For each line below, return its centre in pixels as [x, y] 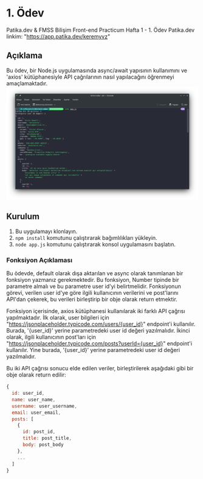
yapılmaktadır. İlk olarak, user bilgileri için [58, 318]
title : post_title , [47, 438]
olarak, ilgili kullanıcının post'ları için [51, 337]
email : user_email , [36, 412]
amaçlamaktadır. [27, 83]
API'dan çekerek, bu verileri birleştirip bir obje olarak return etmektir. [92, 300]
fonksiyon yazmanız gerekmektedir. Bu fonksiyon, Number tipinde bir [93, 280]
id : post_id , [39, 432]
